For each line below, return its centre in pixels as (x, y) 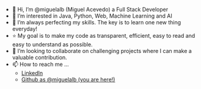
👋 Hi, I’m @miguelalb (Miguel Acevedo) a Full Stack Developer (90, 9)
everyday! (25, 29)
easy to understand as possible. (52, 44)
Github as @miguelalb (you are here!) (68, 80)
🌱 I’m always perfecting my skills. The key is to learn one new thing (97, 22)
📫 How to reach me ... (40, 64)
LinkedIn (32, 73)
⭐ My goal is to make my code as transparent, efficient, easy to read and (104, 36)
